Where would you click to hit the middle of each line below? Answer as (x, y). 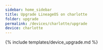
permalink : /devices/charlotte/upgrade (46, 24)
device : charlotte (24, 28)
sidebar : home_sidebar (28, 10)
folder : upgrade (22, 19)
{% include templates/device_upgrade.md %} (51, 42)
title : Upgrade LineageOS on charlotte (46, 14)
